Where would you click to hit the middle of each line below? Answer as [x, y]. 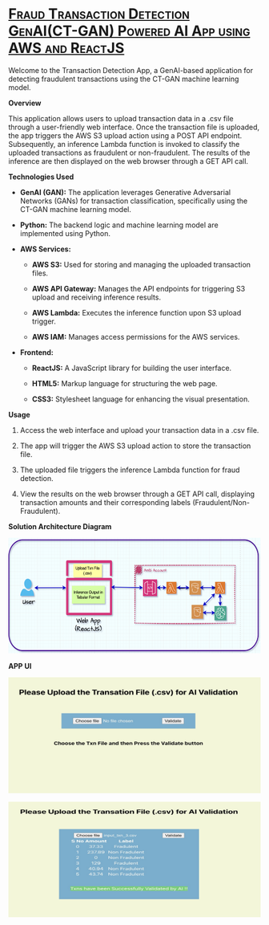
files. [40, 273]
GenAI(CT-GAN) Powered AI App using [129, 31]
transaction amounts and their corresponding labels [105, 502]
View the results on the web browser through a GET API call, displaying [137, 494]
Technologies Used [41, 177]
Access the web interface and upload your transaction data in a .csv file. [139, 430]
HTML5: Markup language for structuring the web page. [124, 383]
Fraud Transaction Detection [99, 14]
